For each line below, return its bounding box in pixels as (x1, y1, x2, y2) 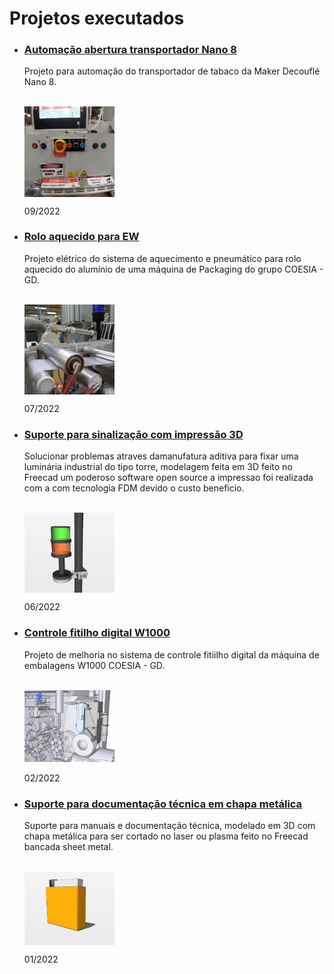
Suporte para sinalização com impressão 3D (23, 427, 244, 441)
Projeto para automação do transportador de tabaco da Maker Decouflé (23, 65, 321, 77)
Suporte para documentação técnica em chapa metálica (23, 797, 303, 811)
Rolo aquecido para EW (23, 230, 140, 244)
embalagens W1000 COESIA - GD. (23, 659, 166, 671)
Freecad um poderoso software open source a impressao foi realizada (23, 472, 314, 484)
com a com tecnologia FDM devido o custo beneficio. (23, 482, 245, 494)
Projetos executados (9, 7, 185, 30)
